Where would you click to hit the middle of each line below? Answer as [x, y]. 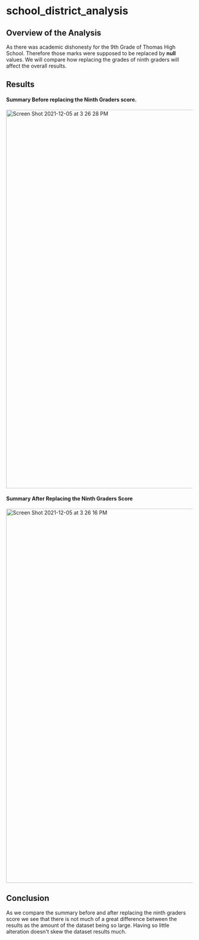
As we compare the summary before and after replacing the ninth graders [96, 912]
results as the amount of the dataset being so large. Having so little [88, 925]
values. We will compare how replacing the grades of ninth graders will [93, 60]
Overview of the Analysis [54, 33]
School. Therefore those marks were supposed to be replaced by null [91, 53]
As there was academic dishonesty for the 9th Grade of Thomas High [91, 47]
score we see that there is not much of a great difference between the [92, 919]
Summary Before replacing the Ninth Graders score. [72, 100]
